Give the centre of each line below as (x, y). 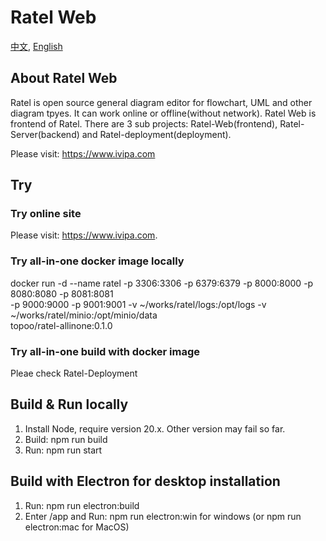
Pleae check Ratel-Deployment (74, 373)
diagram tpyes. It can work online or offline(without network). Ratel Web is (163, 113)
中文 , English (36, 46)
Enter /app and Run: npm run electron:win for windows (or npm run (163, 516)
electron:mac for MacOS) (77, 527)
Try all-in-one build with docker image (105, 351)
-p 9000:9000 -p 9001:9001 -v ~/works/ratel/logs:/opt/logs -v (138, 304)
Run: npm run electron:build (82, 505)
